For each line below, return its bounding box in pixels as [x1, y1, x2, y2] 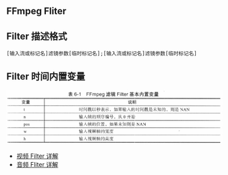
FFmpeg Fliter [6, 5, 66, 17]
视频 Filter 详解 [16, 152, 59, 160]
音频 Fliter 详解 [16, 160, 59, 168]
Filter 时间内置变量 [6, 70, 86, 82]
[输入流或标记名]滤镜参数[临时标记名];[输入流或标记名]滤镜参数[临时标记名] [6, 51, 197, 57]
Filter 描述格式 [6, 30, 68, 42]
